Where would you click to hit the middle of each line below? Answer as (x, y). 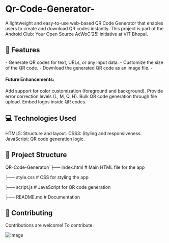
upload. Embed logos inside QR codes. (46, 102)
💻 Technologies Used (41, 118)
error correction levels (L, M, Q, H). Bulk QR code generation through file (81, 96)
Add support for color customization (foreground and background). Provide (84, 91)
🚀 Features (23, 50)
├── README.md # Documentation (43, 197)
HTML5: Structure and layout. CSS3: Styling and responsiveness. (74, 133)
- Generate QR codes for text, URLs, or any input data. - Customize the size (84, 62)
